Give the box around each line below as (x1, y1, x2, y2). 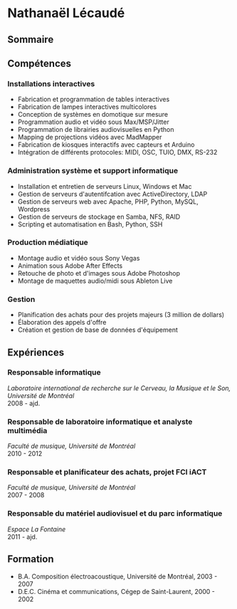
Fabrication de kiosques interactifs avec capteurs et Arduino (17, 140, 195, 149)
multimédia (7, 425, 48, 435)
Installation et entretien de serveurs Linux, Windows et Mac (17, 182, 192, 190)
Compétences (7, 57, 72, 69)
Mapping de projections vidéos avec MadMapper (17, 133, 162, 142)
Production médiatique (7, 237, 89, 247)
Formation (7, 553, 54, 566)
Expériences (7, 346, 65, 358)
